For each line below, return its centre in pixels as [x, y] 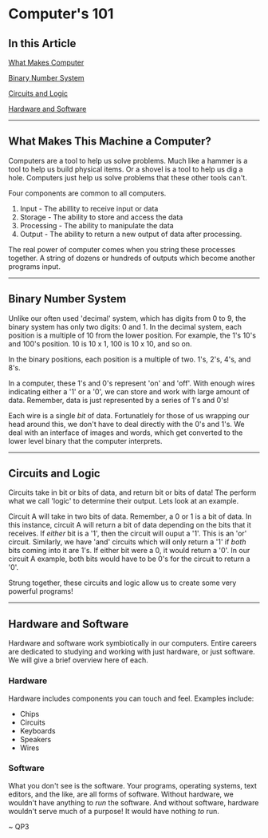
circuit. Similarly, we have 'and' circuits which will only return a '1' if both [127, 542]
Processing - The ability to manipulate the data [97, 225]
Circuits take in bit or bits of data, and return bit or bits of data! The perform [132, 492]
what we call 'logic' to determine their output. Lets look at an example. [124, 501]
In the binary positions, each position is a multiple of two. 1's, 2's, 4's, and [130, 359]
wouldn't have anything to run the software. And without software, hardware [134, 802]
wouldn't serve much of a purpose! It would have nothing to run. [114, 811]
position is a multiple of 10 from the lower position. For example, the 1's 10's [132, 335]
